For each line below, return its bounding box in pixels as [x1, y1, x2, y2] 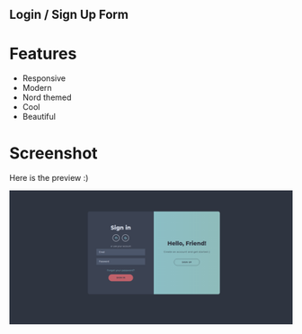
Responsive [22, 73, 66, 84]
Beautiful [22, 112, 57, 122]
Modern [22, 83, 52, 94]
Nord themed [22, 92, 72, 103]
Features [9, 43, 77, 64]
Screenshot [9, 143, 98, 163]
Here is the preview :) [9, 173, 89, 184]
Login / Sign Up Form [9, 7, 129, 23]
